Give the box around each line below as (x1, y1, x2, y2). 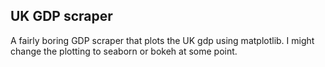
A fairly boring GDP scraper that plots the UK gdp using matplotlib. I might (10, 34, 315, 46)
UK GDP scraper (10, 8, 113, 25)
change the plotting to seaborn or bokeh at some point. (10, 45, 238, 57)
